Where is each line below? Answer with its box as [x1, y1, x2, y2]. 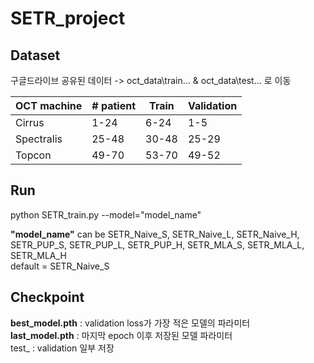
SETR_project [10, 7, 126, 30]
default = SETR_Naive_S [10, 260, 110, 272]
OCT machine [15, 99, 83, 112]
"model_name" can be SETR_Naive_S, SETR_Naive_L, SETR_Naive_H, [10, 228, 300, 240]
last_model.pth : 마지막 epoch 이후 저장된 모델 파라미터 [10, 329, 233, 341]
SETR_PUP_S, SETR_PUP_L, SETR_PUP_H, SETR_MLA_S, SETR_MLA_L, [10, 238, 305, 251]
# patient [91, 99, 136, 112]
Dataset [10, 47, 61, 64]
